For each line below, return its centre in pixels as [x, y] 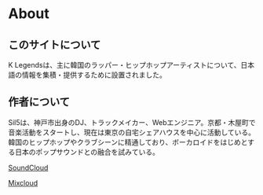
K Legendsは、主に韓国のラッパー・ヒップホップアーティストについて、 [124, 65]
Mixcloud [23, 182]
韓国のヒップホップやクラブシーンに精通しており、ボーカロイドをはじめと [128, 142]
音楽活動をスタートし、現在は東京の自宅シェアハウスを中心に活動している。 [132, 132]
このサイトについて [55, 44]
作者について [39, 102]
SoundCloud [28, 167]
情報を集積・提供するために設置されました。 [94, 75]
